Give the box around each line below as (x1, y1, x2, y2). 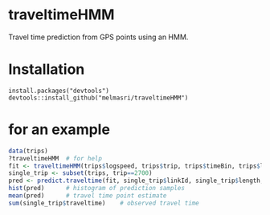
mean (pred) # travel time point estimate (8, 192, 167, 200)
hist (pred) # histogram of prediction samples (8, 185, 185, 193)
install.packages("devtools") (8, 87, 110, 95)
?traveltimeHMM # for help (8, 154, 103, 162)
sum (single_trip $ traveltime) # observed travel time (8, 199, 199, 207)
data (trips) (8, 147, 48, 155)
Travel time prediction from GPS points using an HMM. (8, 32, 189, 42)
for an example (8, 120, 111, 139)
